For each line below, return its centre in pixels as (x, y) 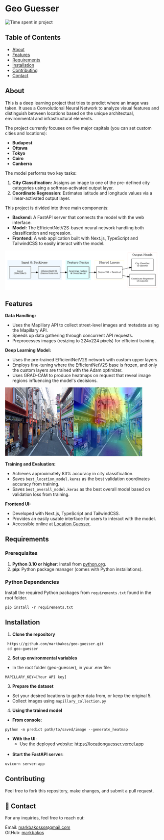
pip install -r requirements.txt (39, 607)
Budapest (22, 142)
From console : (27, 720)
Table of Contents (33, 38)
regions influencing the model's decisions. (55, 380)
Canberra (22, 163)
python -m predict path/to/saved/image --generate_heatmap (67, 730)
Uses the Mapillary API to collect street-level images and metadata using (85, 325)
